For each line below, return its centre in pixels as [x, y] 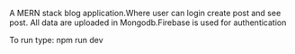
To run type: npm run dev [56, 40]
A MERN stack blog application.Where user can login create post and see [145, 13]
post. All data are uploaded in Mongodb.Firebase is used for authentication [148, 22]
